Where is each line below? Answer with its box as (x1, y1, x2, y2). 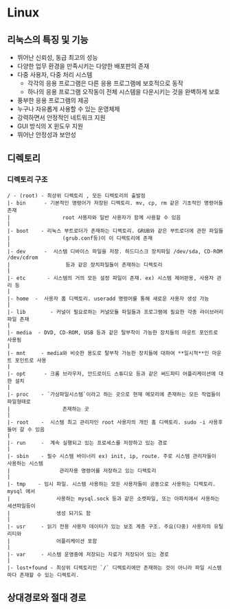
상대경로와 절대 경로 (7, 592, 87, 604)
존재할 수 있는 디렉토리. (19, 571, 80, 578)
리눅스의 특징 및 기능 (7, 34, 89, 45)
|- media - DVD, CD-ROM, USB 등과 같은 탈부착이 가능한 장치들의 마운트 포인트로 (7, 329, 218, 336)
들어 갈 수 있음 (7, 426, 45, 433)
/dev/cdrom (7, 254, 38, 261)
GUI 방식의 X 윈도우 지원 (16, 122, 84, 130)
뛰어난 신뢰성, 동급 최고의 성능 (16, 54, 98, 61)
